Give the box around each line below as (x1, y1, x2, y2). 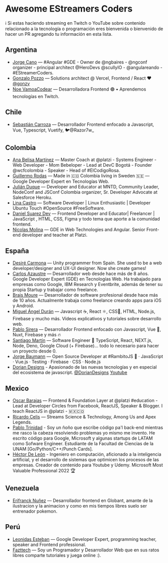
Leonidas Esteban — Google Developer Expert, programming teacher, (12, 536, 157, 542)
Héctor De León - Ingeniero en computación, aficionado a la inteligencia (12, 451, 161, 457)
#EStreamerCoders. (12, 69, 54, 76)
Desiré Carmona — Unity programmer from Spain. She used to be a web (12, 260, 162, 266)
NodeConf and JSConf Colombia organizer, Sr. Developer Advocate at (12, 189, 158, 195)
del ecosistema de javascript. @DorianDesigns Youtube (12, 370, 127, 376)
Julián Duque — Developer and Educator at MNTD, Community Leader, (12, 184, 159, 190)
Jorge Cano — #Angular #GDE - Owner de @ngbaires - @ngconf (12, 59, 147, 65)
